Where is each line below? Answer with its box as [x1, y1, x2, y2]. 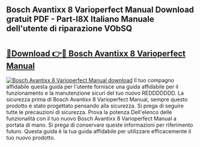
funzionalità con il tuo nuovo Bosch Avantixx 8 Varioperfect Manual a [6, 115, 177, 122]
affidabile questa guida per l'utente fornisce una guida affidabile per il [6, 83, 179, 90]
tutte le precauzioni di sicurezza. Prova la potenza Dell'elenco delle [6, 109, 172, 116]
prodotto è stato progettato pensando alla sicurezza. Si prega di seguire [6, 102, 184, 109]
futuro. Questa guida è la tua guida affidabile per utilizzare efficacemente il [6, 128, 191, 134]
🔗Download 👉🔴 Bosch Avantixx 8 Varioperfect [6, 48, 186, 59]
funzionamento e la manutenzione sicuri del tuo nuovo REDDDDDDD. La [6, 89, 184, 97]
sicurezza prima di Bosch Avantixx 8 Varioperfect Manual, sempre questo [6, 96, 188, 103]
